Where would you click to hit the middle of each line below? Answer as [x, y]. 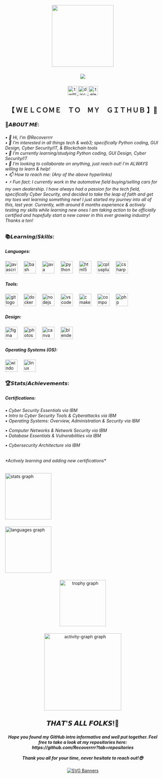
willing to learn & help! [28, 169]
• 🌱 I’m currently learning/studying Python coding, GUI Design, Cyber [76, 153]
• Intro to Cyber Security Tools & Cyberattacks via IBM [61, 416]
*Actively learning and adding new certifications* [56, 460]
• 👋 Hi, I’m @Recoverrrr [29, 137]
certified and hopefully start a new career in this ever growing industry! [78, 215]
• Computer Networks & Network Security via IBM [56, 430]
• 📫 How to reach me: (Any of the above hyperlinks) [59, 174]
